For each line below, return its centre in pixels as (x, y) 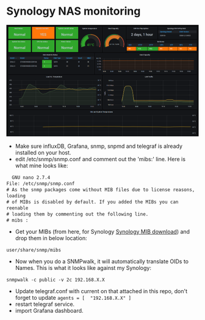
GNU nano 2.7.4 (31, 177)
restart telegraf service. (45, 304)
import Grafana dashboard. (49, 310)
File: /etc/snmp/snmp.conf (41, 184)
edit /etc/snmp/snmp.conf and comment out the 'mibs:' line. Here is (100, 159)
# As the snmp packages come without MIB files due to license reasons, (101, 190)
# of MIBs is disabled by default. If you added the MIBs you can (92, 202)
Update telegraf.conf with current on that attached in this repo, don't (101, 291)
